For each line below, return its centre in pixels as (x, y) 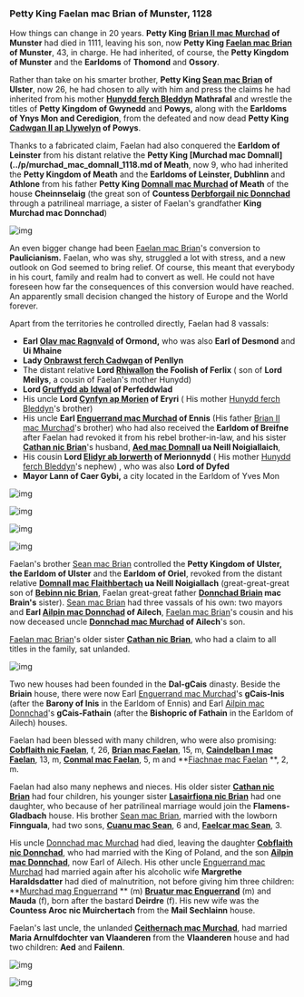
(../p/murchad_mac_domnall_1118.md (81, 165)
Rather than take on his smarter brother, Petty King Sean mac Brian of (141, 80)
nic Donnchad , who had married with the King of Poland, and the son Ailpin (152, 853)
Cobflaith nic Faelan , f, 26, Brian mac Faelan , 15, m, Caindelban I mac (142, 750)
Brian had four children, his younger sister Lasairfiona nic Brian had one (145, 797)
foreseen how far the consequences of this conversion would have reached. (152, 287)
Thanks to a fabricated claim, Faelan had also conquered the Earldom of (145, 146)
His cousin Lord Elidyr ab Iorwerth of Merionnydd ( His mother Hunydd (157, 457)
